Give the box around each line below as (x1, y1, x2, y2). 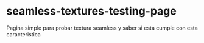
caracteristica (6, 30, 41, 38)
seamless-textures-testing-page (6, 4, 177, 18)
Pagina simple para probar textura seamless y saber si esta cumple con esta (6, 24, 198, 31)
